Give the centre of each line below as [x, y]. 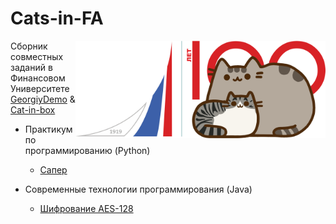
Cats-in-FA [57, 18]
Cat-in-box [33, 109]
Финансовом [38, 78]
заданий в [31, 67]
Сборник [29, 46]
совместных [37, 56]
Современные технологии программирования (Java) [138, 189]
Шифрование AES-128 [86, 208]
